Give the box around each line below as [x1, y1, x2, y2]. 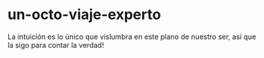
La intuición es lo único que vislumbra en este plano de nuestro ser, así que [7, 32, 257, 41]
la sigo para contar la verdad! [7, 40, 104, 49]
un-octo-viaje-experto [7, 6, 161, 24]
